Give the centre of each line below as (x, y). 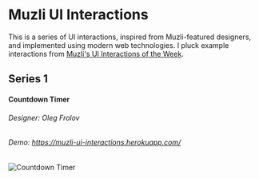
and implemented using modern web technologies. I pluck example (119, 45)
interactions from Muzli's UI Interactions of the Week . (96, 54)
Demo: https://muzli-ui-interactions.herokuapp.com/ (95, 142)
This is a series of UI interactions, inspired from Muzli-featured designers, (130, 37)
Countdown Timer (39, 99)
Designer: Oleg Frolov (44, 117)
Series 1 (28, 79)
